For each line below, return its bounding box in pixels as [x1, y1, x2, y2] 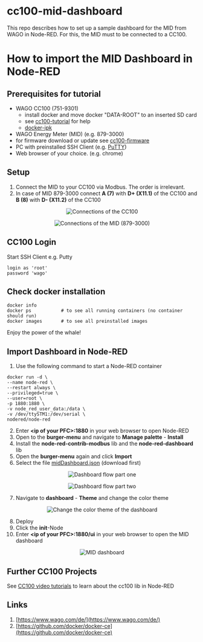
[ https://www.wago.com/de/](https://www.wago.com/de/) [15, 615, 161, 623]
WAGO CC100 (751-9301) [15, 105, 79, 112]
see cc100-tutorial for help [24, 117, 91, 125]
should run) [7, 313, 37, 319]
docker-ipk [24, 124, 52, 131]
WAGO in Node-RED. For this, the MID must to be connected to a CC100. [7, 30, 187, 37]
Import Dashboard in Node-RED [7, 346, 128, 357]
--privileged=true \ [7, 390, 59, 397]
